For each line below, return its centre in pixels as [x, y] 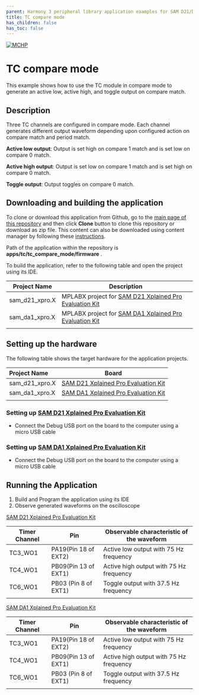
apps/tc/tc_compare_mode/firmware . [54, 254]
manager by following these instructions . [56, 236]
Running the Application [52, 485]
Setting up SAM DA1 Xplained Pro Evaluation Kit [76, 447]
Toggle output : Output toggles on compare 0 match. [70, 184]
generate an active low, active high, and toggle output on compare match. [96, 92]
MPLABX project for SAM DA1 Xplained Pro [122, 313]
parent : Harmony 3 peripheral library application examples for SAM [92, 12]
